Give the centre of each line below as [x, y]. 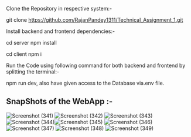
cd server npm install [31, 43]
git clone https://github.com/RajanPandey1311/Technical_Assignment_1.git [95, 20]
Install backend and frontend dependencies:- [61, 31]
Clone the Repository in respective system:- [59, 9]
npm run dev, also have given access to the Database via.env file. [85, 83]
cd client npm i [24, 54]
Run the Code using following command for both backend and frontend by [96, 65]
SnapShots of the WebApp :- [59, 101]
